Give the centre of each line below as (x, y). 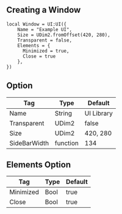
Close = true (39, 56)
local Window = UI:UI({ (37, 24)
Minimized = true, (46, 51)
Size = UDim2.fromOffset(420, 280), (64, 35)
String (63, 113)
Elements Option (39, 165)
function (67, 143)
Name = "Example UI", (45, 29)
